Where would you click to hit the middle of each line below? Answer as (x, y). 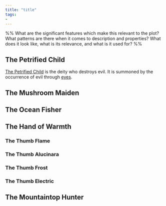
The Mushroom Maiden (42, 93)
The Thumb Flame (28, 141)
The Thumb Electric (29, 181)
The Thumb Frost (26, 168)
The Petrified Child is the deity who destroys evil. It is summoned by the (79, 72)
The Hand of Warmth (38, 127)
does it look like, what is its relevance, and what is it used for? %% (74, 44)
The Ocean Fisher (33, 110)
